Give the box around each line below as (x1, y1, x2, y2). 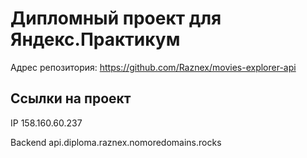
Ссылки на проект (10, 90, 132, 107)
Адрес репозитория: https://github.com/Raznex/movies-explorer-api (10, 61, 297, 73)
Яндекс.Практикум (10, 28, 181, 51)
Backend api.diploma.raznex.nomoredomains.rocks (10, 136, 222, 148)
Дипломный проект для (10, 7, 222, 30)
